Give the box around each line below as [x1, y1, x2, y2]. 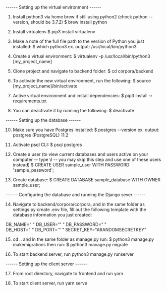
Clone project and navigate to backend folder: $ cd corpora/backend [12, 68, 154, 74]
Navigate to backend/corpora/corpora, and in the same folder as [12, 201, 145, 207]
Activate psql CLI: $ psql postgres [12, 142, 82, 147]
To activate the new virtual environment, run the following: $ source [12, 78, 151, 83]
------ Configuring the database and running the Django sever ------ [5, 192, 146, 198]
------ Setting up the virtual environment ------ [5, 4, 102, 10]
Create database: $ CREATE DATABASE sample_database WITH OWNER [12, 177, 161, 183]
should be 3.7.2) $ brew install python [30, 19, 108, 25]
